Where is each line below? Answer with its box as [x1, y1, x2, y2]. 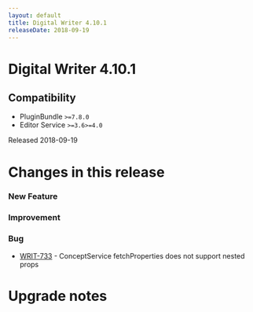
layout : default [8, 11, 61, 20]
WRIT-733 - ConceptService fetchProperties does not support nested [19, 251, 245, 260]
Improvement [8, 212, 60, 223]
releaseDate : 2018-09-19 [8, 26, 90, 34]
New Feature [8, 191, 58, 202]
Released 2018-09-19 [8, 135, 79, 145]
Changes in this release [8, 163, 165, 181]
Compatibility [8, 91, 76, 105]
